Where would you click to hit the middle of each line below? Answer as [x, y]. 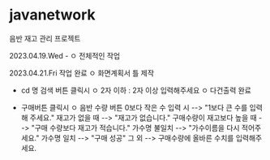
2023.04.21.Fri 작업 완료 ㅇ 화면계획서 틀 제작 [82, 73]
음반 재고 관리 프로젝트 [45, 38]
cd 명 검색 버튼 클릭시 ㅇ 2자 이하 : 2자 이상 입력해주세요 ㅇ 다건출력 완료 [136, 90]
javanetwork [52, 15]
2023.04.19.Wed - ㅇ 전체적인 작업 [65, 55]
